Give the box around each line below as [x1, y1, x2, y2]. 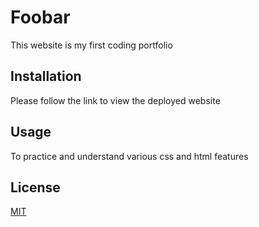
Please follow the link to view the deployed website [10, 94, 221, 106]
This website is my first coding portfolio [10, 39, 173, 51]
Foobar [10, 6, 71, 29]
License [10, 179, 61, 196]
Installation [10, 68, 82, 85]
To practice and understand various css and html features [10, 150, 249, 162]
